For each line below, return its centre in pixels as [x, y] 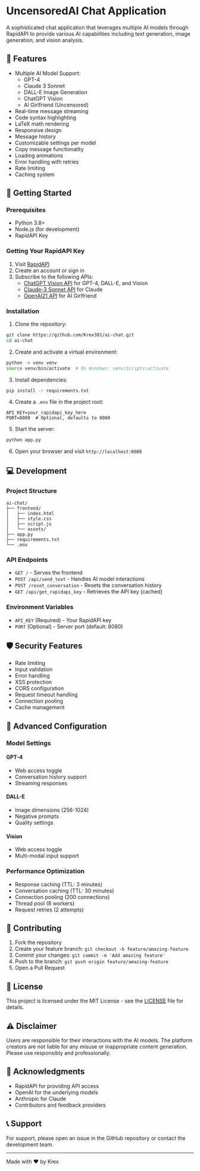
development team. [30, 1144]
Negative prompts [37, 816]
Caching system [35, 174]
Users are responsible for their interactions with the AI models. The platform [99, 1041]
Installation [23, 311]
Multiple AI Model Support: [48, 73]
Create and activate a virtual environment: [66, 352]
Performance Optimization [46, 872]
